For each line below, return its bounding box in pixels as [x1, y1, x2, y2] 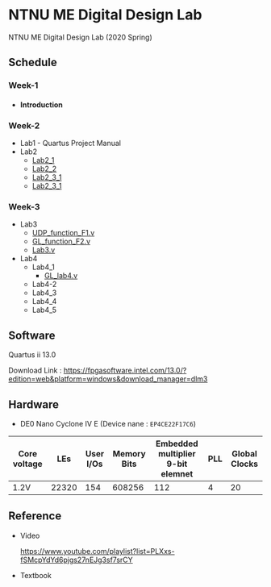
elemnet [161, 468, 194, 480]
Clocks [231, 458, 258, 469]
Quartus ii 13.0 [8, 350, 56, 360]
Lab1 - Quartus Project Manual [19, 139, 121, 148]
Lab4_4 [31, 297, 57, 306]
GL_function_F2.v [31, 236, 91, 247]
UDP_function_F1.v [31, 228, 95, 238]
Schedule [8, 56, 58, 69]
